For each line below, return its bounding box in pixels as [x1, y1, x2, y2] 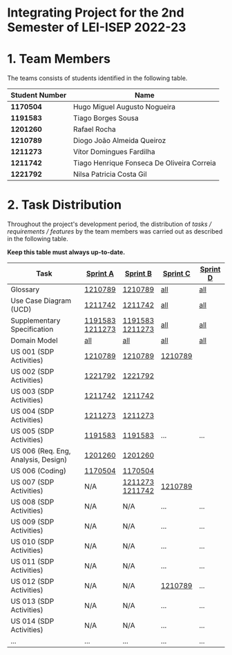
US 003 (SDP [10, 387, 55, 397]
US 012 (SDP [10, 577, 55, 587]
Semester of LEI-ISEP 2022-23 [7, 19, 186, 35]
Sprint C [162, 269, 191, 278]
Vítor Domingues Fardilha [72, 147, 155, 157]
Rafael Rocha [72, 124, 116, 134]
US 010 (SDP [10, 537, 55, 547]
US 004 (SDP [10, 406, 55, 416]
